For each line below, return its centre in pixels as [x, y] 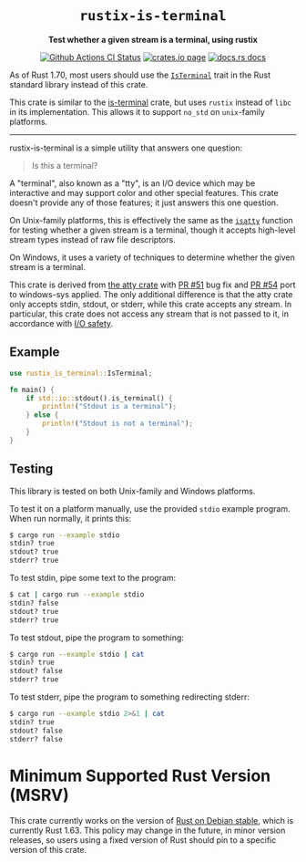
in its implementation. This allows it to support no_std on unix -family [138, 111]
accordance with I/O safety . [61, 323]
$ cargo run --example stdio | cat [77, 654]
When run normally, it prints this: [71, 518]
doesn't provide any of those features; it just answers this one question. [144, 203]
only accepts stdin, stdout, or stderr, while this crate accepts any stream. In [151, 304]
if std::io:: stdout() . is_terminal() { [99, 398]
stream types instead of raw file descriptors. [92, 239]
